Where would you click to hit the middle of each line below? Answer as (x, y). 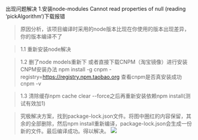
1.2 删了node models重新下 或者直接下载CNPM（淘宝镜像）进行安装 (104, 62)
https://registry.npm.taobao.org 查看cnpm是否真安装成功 (112, 77)
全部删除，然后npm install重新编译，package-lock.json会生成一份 (111, 124)
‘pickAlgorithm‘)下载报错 (35, 16)
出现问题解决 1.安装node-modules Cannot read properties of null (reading (96, 9)
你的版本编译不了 (41, 36)
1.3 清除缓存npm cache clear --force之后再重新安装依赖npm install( (103, 96)
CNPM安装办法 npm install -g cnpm (64, 69)
